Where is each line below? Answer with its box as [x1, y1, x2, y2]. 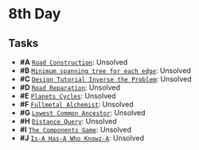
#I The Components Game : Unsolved [19, 125, 132, 134]
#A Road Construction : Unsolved [19, 57, 128, 67]
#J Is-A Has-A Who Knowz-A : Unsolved [19, 133, 145, 143]
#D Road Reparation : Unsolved [19, 83, 121, 92]
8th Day [8, 5, 61, 23]
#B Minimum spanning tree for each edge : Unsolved [19, 66, 191, 75]
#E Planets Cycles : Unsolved [19, 91, 116, 100]
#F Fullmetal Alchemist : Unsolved [19, 100, 134, 109]
